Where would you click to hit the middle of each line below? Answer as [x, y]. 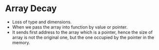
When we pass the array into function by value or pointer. [70, 27]
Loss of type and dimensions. [42, 22]
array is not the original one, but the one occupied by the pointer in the [83, 37]
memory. [21, 42]
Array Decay [31, 8]
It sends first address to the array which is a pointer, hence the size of [82, 32]
